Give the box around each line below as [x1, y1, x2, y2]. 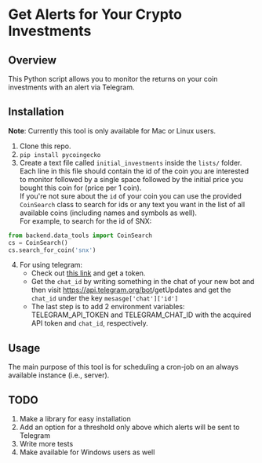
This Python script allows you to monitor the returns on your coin [8, 75, 218, 83]
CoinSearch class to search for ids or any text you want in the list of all [19, 199, 246, 209]
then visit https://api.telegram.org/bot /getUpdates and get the [31, 285, 231, 295]
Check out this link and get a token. [31, 268, 146, 278]
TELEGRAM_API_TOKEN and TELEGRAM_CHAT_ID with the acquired [31, 310, 252, 319]
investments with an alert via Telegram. [8, 82, 135, 92]
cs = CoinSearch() [8, 239, 68, 246]
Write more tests [19, 439, 74, 449]
